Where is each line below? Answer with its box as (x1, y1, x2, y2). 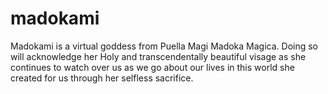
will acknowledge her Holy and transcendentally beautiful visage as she (10, 50, 307, 62)
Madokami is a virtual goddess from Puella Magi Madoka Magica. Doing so (10, 40, 319, 52)
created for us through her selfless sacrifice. (10, 72, 194, 84)
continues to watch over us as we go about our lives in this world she (10, 61, 295, 73)
